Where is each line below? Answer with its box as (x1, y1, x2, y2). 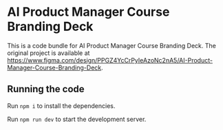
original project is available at (7, 49, 90, 57)
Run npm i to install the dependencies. (7, 101, 116, 110)
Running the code (7, 83, 85, 95)
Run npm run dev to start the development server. (7, 115, 147, 123)
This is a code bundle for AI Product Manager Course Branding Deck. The (7, 41, 217, 50)
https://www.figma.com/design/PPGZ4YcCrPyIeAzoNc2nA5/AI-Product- (7, 56, 213, 64)
